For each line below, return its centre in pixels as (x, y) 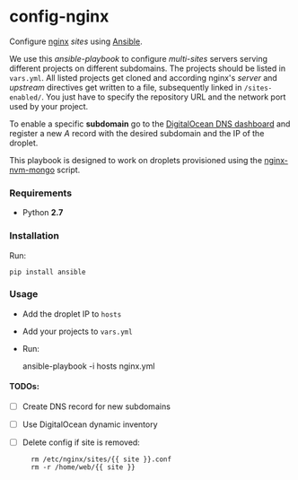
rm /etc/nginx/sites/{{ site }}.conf (101, 459)
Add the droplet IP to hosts (72, 314)
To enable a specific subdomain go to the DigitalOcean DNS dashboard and (150, 124)
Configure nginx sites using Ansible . (76, 41)
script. (69, 170)
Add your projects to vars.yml (77, 331)
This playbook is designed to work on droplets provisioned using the (136, 160)
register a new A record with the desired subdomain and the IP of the (137, 133)
